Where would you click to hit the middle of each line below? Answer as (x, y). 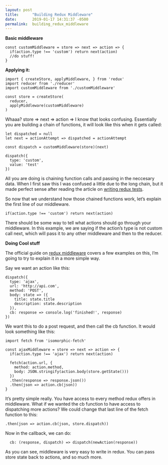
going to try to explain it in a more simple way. (53, 258)
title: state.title (35, 299)
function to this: (21, 415)
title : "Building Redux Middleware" (49, 15)
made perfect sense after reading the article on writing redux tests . (74, 189)
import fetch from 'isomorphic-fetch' (46, 341)
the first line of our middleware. (38, 204)
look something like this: (30, 332)
